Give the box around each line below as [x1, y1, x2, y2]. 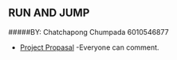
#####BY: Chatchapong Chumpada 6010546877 [8, 27, 169, 36]
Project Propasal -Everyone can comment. [19, 43, 159, 52]
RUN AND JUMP [8, 6, 90, 20]
